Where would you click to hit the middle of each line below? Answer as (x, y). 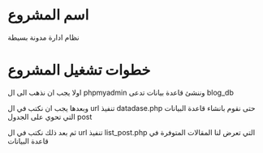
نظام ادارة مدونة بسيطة (43, 37)
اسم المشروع (48, 15)
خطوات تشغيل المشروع (79, 70)
